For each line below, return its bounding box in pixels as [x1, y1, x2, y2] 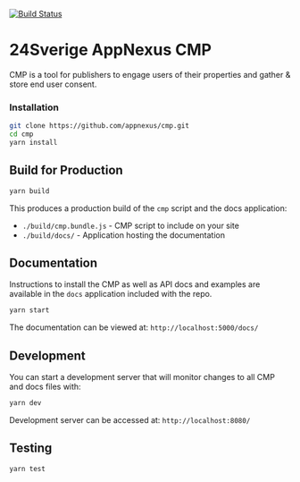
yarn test [9, 464, 46, 473]
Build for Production [9, 163, 123, 178]
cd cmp [9, 130, 34, 139]
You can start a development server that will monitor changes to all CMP [9, 372, 275, 383]
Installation [9, 101, 60, 114]
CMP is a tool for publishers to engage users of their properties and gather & [9, 69, 291, 80]
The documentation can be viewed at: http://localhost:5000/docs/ [9, 322, 259, 333]
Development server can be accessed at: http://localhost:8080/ [9, 414, 251, 425]
